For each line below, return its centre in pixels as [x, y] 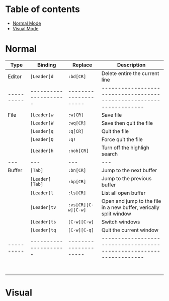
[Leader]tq [43, 230]
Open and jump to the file [131, 201]
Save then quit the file [127, 123]
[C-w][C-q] [81, 230]
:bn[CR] [77, 170]
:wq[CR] [77, 123]
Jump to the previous [126, 178]
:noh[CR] [78, 150]
